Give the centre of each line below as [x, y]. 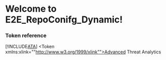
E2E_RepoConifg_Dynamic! [64, 20]
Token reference [26, 36]
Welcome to [31, 9]
